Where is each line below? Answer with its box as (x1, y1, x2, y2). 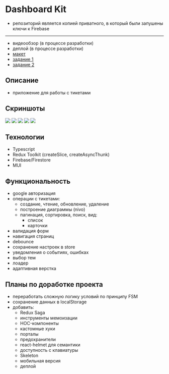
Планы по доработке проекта (5, 280, 103, 289)
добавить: (12, 304, 34, 310)
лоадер (12, 260, 29, 266)
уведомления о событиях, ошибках (12, 249, 89, 255)
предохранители (20, 337, 56, 342)
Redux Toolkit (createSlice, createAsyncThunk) (12, 151, 110, 157)
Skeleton (20, 352, 39, 358)
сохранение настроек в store (12, 244, 75, 250)
